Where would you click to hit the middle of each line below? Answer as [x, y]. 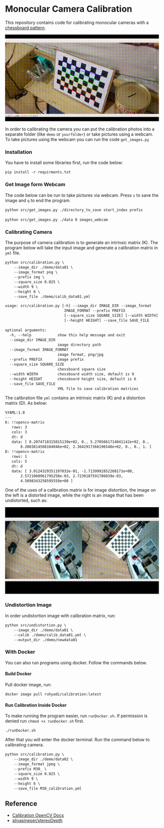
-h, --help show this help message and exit [67, 335]
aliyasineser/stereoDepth [37, 821]
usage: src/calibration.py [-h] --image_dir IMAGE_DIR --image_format [78, 306]
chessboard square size [82, 370]
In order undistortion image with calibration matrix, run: [61, 616]
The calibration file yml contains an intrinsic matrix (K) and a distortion [75, 398]
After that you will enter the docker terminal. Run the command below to [77, 740]
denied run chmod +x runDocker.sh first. [45, 721]
